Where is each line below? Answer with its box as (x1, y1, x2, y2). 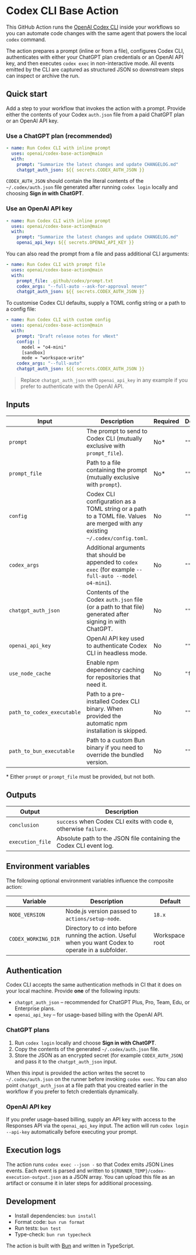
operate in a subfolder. (65, 946, 128, 954)
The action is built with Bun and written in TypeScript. (6, 1242, 135, 1249)
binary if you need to (86, 743, 143, 751)
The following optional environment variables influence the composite (6, 877, 174, 884)
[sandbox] (21, 350, 45, 356)
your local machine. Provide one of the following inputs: (6, 987, 140, 994)
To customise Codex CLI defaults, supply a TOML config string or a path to (6, 299, 186, 306)
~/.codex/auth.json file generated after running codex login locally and (6, 183, 178, 191)
